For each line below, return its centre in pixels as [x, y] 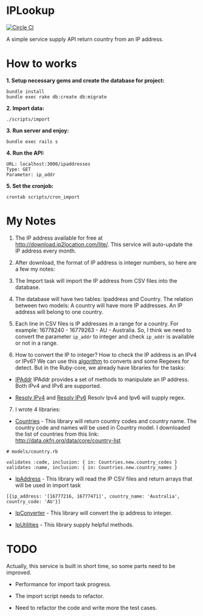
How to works [42, 64]
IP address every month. [46, 251]
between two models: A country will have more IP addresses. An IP [99, 305]
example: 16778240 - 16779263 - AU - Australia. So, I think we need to [103, 330]
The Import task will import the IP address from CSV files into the [96, 280]
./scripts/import [28, 119]
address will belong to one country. [59, 312]
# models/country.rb [32, 452]
